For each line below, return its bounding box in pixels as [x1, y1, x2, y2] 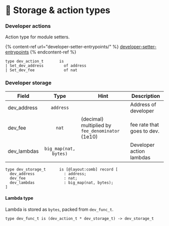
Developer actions [5, 23, 51, 30]
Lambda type [5, 195, 34, 201]
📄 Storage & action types [5, 5, 111, 16]
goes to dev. [130, 127, 160, 134]
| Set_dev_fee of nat [5, 68, 78, 73]
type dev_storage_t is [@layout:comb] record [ [5, 166, 118, 172]
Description [131, 92, 160, 99]
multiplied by [80, 122, 112, 129]
